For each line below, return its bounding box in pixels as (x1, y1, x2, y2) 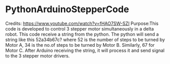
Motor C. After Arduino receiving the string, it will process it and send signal (5, 47, 165, 53)
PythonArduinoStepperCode (5, 4, 129, 15)
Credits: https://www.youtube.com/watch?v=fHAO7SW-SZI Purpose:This (5, 20, 159, 26)
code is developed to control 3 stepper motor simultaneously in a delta (5, 25, 154, 31)
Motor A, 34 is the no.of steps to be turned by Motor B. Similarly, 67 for (5, 42, 155, 48)
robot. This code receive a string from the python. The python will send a (5, 31, 159, 37)
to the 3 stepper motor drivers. (5, 52, 70, 59)
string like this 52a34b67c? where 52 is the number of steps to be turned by (5, 37, 165, 43)
